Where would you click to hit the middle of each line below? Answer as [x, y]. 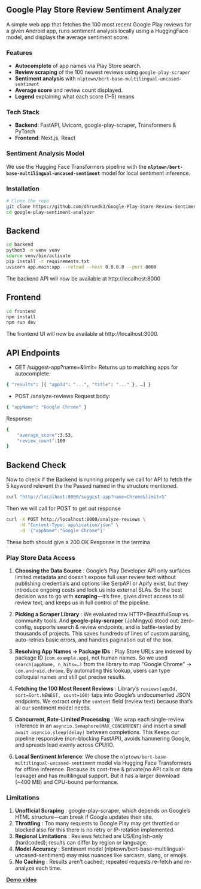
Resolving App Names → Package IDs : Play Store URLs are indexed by [103, 651]
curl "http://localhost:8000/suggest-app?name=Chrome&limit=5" [87, 497]
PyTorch [25, 132]
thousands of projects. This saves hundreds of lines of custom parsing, [103, 633]
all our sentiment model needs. [53, 708]
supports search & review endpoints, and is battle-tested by [107, 627]
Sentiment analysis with [45, 79]
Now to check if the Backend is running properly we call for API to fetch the [99, 479]
